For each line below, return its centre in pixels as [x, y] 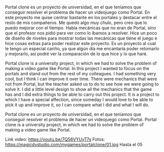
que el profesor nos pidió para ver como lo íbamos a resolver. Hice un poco [81, 33]
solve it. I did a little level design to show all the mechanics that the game [79, 89]
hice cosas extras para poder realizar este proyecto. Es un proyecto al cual [81, 43]
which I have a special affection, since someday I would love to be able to [79, 99]
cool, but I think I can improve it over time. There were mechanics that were [81, 79]
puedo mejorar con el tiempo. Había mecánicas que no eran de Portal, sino [81, 28]
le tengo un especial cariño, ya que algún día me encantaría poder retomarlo [82, 49]
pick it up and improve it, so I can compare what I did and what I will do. [77, 105]
